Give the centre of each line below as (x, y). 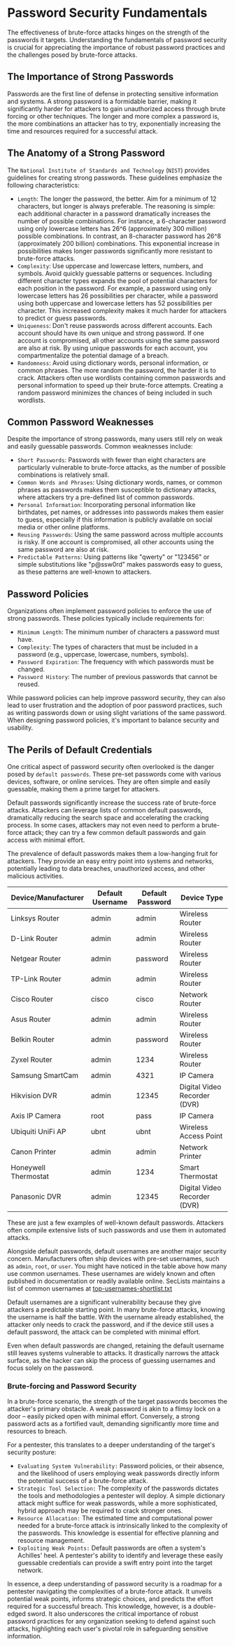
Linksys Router (35, 918)
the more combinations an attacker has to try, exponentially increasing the (114, 124)
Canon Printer (34, 1152)
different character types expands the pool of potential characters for (117, 281)
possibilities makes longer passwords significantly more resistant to (115, 251)
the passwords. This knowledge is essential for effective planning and (118, 1533)
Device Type (202, 898)
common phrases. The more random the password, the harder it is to (117, 370)
